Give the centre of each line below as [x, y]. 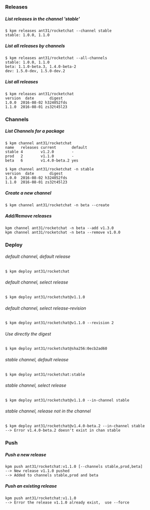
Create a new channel [28, 193]
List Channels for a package [35, 131]
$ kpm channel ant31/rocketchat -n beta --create [57, 205]
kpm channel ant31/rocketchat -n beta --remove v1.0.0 [63, 232]
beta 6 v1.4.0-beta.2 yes [42, 160]
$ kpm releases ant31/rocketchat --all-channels [56, 58]
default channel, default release [38, 257]
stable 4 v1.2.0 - [40, 152]
